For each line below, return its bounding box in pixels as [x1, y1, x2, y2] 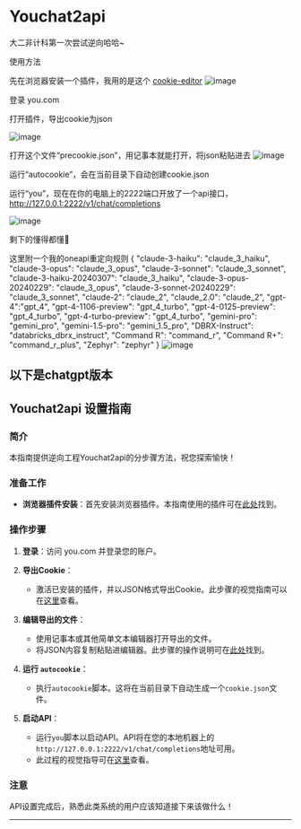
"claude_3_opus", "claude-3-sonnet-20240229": [56, 282, 236, 292]
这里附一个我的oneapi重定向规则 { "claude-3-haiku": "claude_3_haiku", [9, 253, 271, 264]
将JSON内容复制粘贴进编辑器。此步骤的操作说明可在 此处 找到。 [35, 644, 270, 655]
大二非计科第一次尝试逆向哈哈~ [9, 37, 125, 48]
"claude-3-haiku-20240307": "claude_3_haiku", [9, 272, 185, 284]
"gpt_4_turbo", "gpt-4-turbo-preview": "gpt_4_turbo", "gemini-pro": [9, 310, 258, 321]
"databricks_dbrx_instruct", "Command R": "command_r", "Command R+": [9, 329, 284, 340]
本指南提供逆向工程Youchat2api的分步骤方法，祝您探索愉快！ [9, 452, 236, 463]
